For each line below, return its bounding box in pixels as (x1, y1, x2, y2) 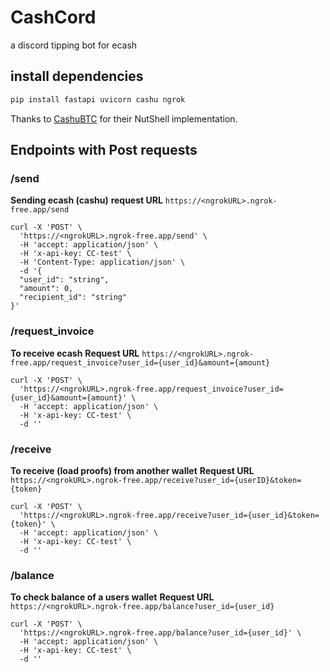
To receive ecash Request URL (10, 347, 140, 359)
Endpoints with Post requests (10, 142, 198, 159)
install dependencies (10, 68, 144, 85)
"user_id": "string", (19, 275, 110, 285)
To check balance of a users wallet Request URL (10, 591, 215, 603)
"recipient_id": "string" (19, 292, 128, 303)
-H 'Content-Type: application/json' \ (19, 257, 186, 268)
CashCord (10, 6, 97, 29)
